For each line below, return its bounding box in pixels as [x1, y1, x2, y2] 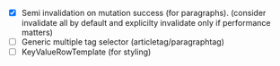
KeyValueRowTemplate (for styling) [21, 46, 152, 57]
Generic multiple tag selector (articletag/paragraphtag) [21, 37, 225, 47]
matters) [21, 27, 53, 38]
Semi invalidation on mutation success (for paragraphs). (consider [21, 8, 267, 18]
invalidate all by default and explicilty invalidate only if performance [21, 18, 271, 29]
